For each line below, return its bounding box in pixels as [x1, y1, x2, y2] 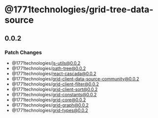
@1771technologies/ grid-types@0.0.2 [11, 107, 88, 113]
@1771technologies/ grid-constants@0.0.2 [11, 91, 97, 97]
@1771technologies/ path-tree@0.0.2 [11, 65, 86, 71]
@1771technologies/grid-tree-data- [4, 4, 154, 15]
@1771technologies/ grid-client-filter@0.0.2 [11, 81, 99, 87]
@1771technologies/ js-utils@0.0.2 [11, 60, 81, 66]
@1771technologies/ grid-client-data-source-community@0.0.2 [11, 76, 139, 81]
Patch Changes [4, 49, 42, 56]
